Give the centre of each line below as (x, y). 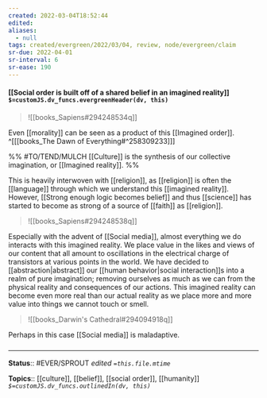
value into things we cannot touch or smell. (79, 303)
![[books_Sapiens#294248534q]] (82, 117)
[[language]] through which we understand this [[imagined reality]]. (118, 188)
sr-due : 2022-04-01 (41, 52)
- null (26, 38)
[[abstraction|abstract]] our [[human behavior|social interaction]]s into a (126, 270)
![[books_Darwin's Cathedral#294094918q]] (100, 319)
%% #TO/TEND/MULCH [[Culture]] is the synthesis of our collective (120, 156)
